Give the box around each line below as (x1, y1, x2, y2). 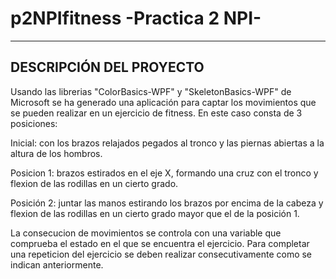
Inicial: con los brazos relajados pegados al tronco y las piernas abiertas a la (10, 137, 325, 149)
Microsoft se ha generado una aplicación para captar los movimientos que (10, 96, 317, 108)
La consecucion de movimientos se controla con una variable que (10, 227, 282, 239)
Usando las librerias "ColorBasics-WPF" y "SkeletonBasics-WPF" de (10, 85, 292, 97)
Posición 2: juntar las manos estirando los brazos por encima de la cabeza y (10, 197, 324, 209)
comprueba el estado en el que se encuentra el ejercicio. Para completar (10, 237, 310, 249)
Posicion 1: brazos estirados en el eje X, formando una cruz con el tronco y (10, 167, 319, 179)
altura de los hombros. (10, 147, 103, 159)
